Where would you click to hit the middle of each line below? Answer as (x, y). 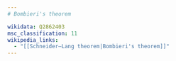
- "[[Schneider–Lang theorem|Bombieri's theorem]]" (92, 47)
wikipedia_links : (33, 40)
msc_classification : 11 (43, 33)
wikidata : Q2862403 (36, 27)
